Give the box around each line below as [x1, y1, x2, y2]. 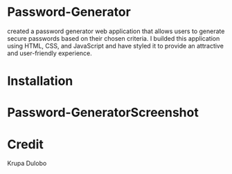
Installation [7, 73, 73, 89]
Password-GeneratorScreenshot [7, 105, 199, 121]
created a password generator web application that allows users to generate [7, 27, 225, 35]
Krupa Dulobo [7, 159, 47, 168]
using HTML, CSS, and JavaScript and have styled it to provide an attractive [7, 41, 224, 50]
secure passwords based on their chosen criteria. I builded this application [7, 34, 220, 42]
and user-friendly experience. [7, 49, 92, 57]
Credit [7, 136, 44, 152]
